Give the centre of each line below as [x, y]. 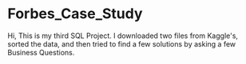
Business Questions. [41, 52]
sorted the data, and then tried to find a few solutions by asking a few [122, 43]
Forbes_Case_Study [75, 14]
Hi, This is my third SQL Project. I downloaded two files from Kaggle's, [123, 36]
